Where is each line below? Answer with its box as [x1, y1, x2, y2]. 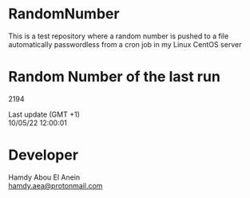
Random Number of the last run [8, 68, 221, 86]
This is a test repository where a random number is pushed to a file [8, 31, 229, 41]
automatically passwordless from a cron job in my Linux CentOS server [8, 39, 242, 49]
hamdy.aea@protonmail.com [8, 180, 103, 190]
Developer [8, 146, 78, 164]
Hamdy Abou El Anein [8, 172, 81, 182]
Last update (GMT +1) [8, 109, 80, 119]
